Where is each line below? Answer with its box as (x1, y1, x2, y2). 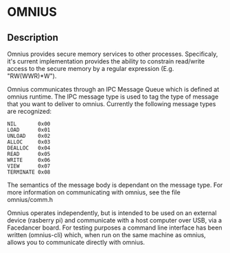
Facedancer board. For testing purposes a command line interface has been (7, 223, 222, 232)
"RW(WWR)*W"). (7, 72, 57, 80)
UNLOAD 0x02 (7, 132, 51, 139)
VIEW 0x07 (7, 163, 51, 170)
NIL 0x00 (7, 121, 51, 128)
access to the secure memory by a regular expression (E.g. (7, 65, 174, 72)
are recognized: (7, 108, 52, 115)
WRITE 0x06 (7, 156, 51, 163)
